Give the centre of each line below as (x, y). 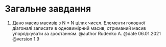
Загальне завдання (48, 9)
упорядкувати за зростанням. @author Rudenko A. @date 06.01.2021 (87, 33)
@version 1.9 (26, 39)
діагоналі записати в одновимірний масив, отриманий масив (79, 28)
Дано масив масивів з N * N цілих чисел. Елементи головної (78, 23)
